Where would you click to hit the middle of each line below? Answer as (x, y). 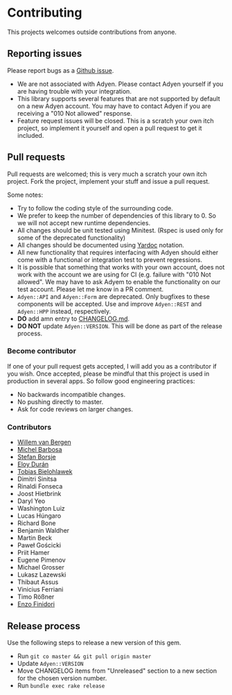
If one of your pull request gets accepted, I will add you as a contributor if (112, 366)
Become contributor (42, 351)
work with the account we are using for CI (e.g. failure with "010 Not (114, 274)
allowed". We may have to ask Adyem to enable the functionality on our (119, 281)
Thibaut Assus (38, 582)
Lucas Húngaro (39, 516)
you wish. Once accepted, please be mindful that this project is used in (108, 373)
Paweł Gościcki (39, 545)
